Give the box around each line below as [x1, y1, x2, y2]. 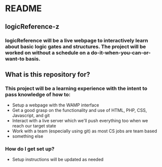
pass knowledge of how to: [5, 91, 71, 98]
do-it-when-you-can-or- [91, 49, 151, 56]
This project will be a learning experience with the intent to [5, 85, 148, 92]
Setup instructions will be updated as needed [12, 157, 104, 163]
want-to [5, 55, 24, 62]
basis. [25, 55, 41, 62]
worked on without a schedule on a [5, 49, 90, 56]
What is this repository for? [5, 70, 91, 79]
